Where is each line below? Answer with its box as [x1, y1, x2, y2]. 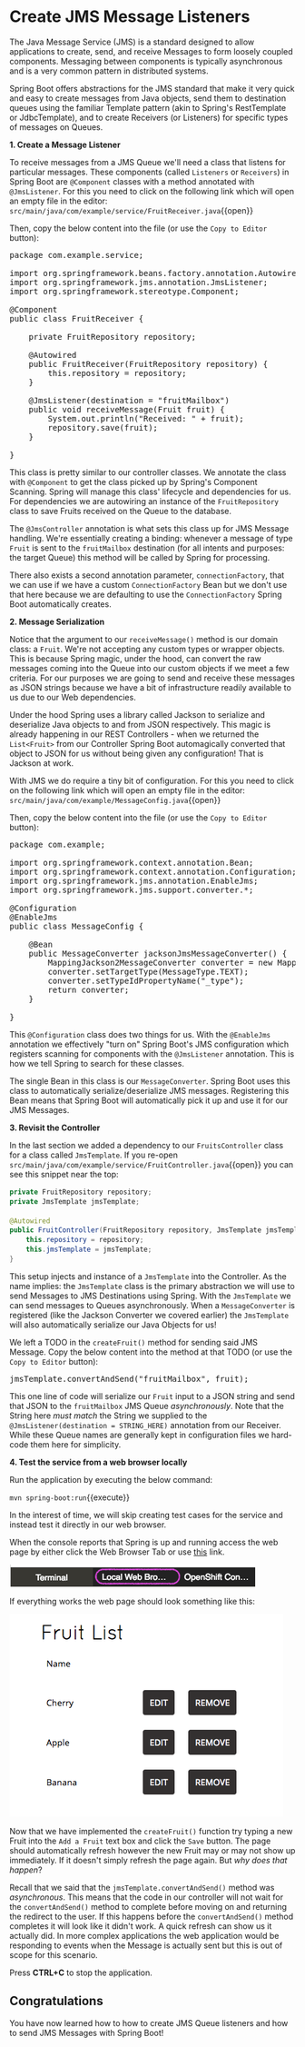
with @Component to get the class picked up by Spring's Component [9, 476, 258, 487]
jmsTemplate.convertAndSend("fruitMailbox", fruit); [9, 1374, 250, 1384]
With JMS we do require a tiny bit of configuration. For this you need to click [9, 775, 295, 786]
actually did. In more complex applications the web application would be [9, 1930, 280, 1941]
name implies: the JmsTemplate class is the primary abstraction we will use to [9, 1280, 295, 1291]
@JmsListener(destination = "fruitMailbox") [28, 395, 230, 405]
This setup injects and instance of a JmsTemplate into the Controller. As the [9, 1270, 288, 1282]
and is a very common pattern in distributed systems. [9, 65, 209, 76]
